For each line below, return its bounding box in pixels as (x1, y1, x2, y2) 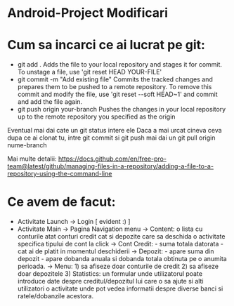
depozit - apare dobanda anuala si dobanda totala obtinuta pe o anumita (17, 255, 227, 263)
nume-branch (7, 141, 47, 149)
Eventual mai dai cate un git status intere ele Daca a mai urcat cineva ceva (7, 126, 223, 135)
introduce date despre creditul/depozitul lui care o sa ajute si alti (17, 277, 204, 286)
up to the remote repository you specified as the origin (17, 112, 176, 121)
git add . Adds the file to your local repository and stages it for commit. (17, 60, 223, 69)
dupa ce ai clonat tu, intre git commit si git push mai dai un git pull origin (7, 133, 216, 142)
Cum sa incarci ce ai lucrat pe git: (7, 37, 206, 53)
